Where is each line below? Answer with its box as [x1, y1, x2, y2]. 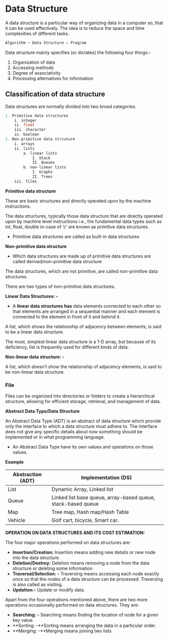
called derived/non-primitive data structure [12, 258, 102, 264]
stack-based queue [51, 501, 99, 508]
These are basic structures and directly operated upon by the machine [5, 198, 151, 204]
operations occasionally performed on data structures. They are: [5, 602, 139, 608]
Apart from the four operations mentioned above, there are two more [5, 597, 148, 603]
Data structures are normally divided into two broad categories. [5, 103, 137, 109]
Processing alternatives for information [12, 75, 94, 81]
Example [5, 459, 24, 465]
